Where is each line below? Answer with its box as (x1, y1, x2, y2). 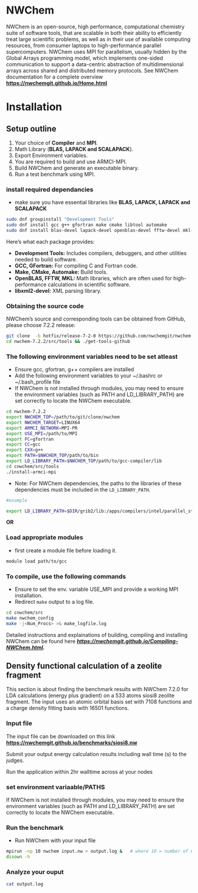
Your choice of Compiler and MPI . (14, 139, 98, 146)
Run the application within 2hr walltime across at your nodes (6, 768, 153, 775)
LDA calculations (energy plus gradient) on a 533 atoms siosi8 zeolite (6, 692, 175, 699)
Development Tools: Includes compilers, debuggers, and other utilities (14, 249, 187, 257)
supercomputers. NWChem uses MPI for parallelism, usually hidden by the (6, 48, 187, 55)
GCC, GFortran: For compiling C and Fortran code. (14, 262, 138, 269)
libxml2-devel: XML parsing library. (14, 287, 102, 294)
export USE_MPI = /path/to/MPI (6, 430, 78, 437)
